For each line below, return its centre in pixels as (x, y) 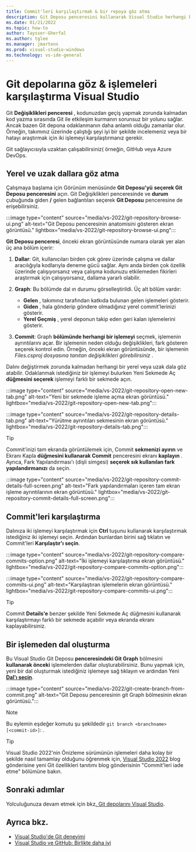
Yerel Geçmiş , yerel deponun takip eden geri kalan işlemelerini (99, 319)
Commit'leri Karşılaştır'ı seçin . (43, 543)
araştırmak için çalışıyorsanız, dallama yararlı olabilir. (78, 278)
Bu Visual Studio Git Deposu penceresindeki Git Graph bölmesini (85, 659)
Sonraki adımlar (35, 790)
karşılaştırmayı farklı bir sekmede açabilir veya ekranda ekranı (80, 620)
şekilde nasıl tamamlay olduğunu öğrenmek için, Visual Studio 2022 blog (93, 759)
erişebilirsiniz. (23, 206)
